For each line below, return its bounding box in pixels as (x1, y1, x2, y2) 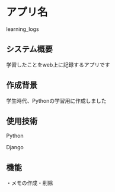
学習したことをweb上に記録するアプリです (6, 61, 110, 68)
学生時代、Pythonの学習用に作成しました (6, 97, 107, 104)
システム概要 (6, 44, 53, 54)
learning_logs (6, 25, 40, 33)
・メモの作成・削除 (6, 180, 53, 187)
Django (6, 144, 24, 151)
